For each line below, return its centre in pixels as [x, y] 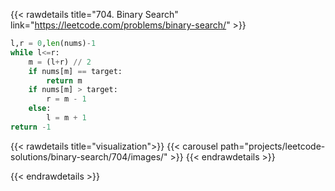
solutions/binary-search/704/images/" [89, 156]
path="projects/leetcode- [272, 146]
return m [64, 80]
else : [40, 109]
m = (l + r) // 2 [60, 62]
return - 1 [31, 127]
